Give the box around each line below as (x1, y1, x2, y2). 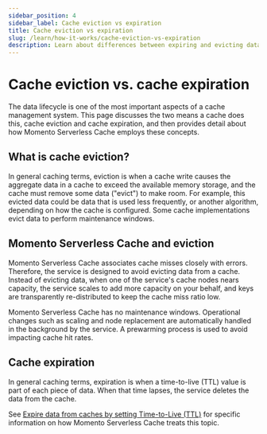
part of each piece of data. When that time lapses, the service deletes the (8, 385, 250, 395)
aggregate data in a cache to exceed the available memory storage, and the (8, 180, 256, 190)
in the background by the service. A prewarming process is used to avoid (8, 324, 248, 334)
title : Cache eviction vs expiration (8, 26, 133, 34)
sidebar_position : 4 (8, 11, 77, 20)
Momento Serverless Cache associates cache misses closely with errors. (8, 258, 248, 268)
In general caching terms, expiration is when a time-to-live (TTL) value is (8, 377, 246, 386)
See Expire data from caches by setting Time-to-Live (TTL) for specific (8, 409, 241, 419)
